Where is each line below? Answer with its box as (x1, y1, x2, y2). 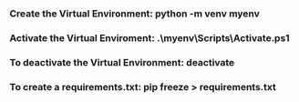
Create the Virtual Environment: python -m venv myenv (9, 7, 260, 20)
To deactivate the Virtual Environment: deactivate (9, 56, 235, 68)
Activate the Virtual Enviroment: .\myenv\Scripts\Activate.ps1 (9, 31, 290, 44)
